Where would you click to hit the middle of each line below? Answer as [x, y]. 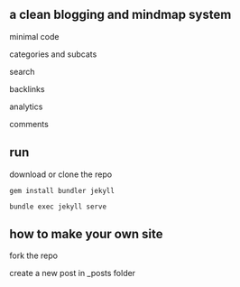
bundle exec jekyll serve [58, 207]
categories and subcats [53, 54]
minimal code [34, 36]
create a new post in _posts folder [73, 273]
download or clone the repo [61, 174]
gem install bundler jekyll [62, 190]
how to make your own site [87, 234]
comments [29, 124]
